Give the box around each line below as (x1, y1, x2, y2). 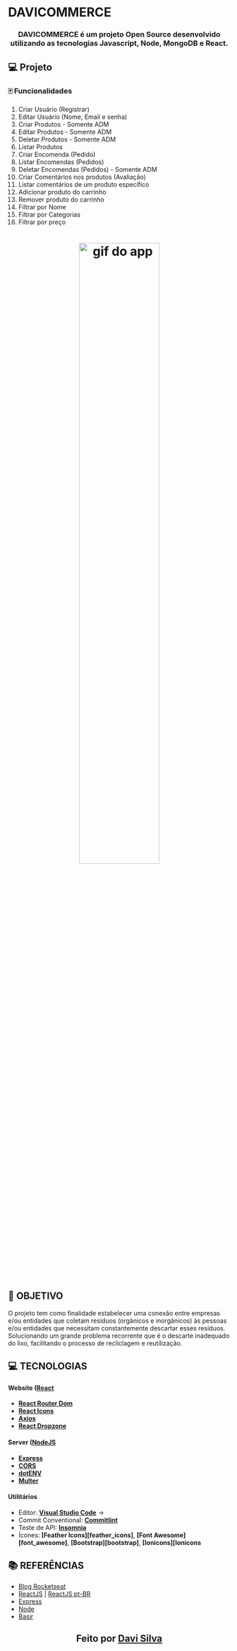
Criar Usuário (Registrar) (18, 105, 90, 113)
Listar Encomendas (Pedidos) (18, 157, 104, 166)
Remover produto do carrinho (18, 195, 104, 204)
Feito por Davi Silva (75, 1633, 163, 1645)
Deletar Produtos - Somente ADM (18, 135, 116, 144)
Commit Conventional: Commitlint (18, 1515, 119, 1524)
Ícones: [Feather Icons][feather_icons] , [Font (18, 1531, 153, 1539)
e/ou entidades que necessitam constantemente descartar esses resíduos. (8, 1323, 226, 1332)
